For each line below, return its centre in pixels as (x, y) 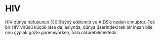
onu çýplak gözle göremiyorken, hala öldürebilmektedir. (61, 32)
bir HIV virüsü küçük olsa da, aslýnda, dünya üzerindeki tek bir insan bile (79, 27)
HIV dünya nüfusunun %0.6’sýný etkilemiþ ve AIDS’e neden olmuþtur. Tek (80, 22)
